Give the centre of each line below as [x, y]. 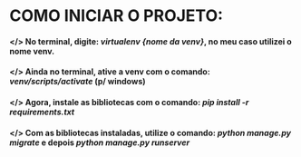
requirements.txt [42, 112]
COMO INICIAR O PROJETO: [117, 16]
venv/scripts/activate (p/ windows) [78, 82]
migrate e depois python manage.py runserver [100, 142]
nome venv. [32, 51]
